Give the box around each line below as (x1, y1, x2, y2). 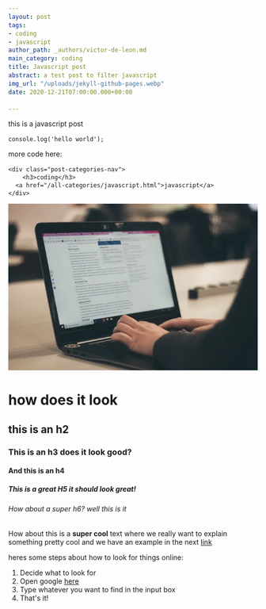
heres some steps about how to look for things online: (8, 552, 184, 562)
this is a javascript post (8, 119, 84, 128)
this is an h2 (8, 423, 70, 436)
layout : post (8, 13, 51, 21)
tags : (8, 21, 26, 29)
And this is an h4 (8, 466, 65, 476)
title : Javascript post (8, 63, 87, 71)
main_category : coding (8, 55, 83, 63)
